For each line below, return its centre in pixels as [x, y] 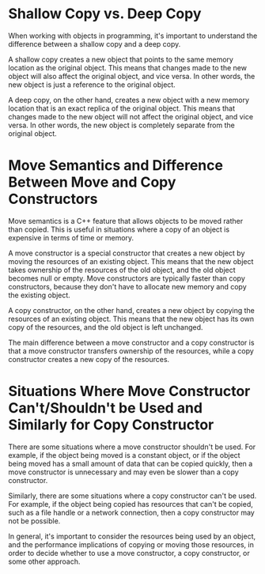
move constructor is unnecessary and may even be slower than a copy [123, 472]
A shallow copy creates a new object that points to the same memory [121, 59]
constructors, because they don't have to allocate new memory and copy [127, 286]
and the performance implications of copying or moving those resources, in [131, 544]
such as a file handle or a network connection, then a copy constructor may [131, 512]
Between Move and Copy [92, 182]
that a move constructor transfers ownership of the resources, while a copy [131, 351]
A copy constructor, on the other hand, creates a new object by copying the [132, 310]
